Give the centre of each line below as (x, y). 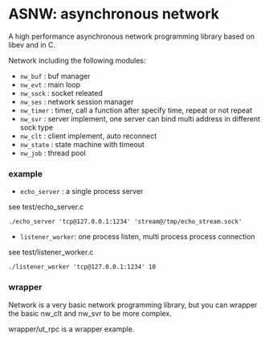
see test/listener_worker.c (51, 252)
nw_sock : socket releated (61, 93)
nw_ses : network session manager (77, 101)
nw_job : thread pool (53, 153)
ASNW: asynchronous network (114, 14)
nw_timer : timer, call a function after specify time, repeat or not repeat (136, 110)
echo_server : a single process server (82, 192)
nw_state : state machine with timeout (82, 144)
